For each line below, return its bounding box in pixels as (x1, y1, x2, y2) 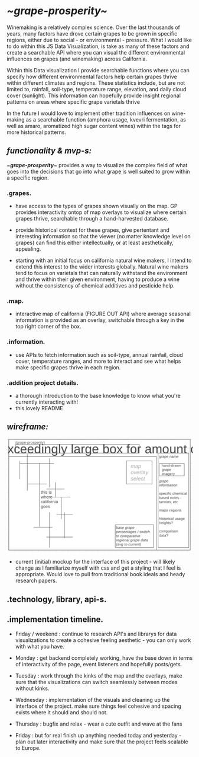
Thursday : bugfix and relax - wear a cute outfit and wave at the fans (15, 720, 182, 727)
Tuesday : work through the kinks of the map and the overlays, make (15, 672, 182, 679)
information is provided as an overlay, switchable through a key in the (15, 317, 185, 324)
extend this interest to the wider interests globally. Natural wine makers (15, 263, 188, 270)
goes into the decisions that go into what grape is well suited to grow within (6, 168, 191, 175)
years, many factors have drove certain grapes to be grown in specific (6, 30, 178, 37)
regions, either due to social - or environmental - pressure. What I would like (6, 36, 193, 43)
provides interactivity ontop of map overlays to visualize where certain (15, 209, 187, 216)
